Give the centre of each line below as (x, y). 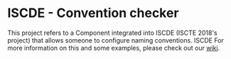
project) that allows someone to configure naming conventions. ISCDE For (116, 40)
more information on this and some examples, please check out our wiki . (114, 48)
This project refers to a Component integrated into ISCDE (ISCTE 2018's (113, 33)
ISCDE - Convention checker (93, 13)
